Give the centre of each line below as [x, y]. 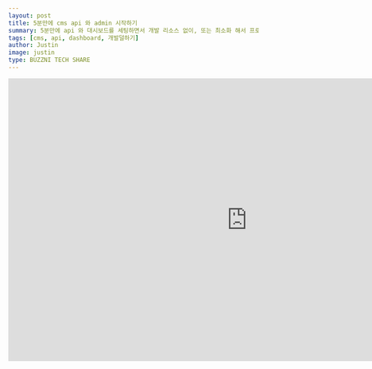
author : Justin [33, 45]
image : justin [32, 52]
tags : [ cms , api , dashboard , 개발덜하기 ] [74, 38]
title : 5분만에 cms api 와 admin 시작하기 [73, 23]
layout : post [30, 16]
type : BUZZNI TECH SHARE [49, 60]
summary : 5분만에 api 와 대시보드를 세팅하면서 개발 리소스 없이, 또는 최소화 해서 [127, 30]
